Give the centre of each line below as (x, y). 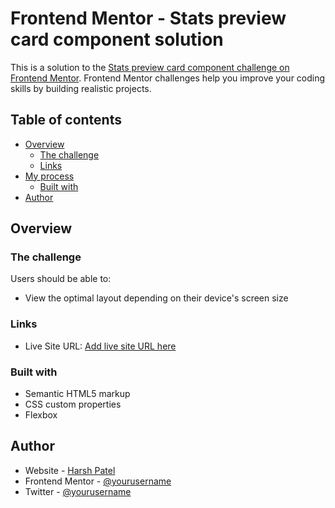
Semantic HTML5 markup (77, 394)
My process (49, 176)
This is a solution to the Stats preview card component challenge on (150, 67)
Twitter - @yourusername (78, 491)
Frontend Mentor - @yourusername (98, 481)
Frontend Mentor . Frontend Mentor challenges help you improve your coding (168, 78)
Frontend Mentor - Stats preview (148, 18)
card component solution (117, 39)
